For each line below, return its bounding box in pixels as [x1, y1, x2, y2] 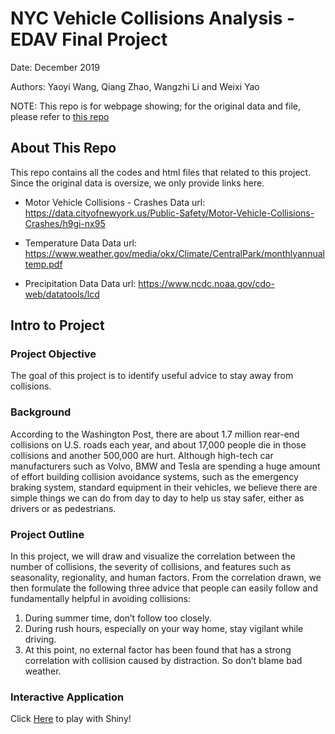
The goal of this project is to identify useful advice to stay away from [10, 370, 294, 382]
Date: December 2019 [10, 61, 100, 73]
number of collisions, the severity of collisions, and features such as [10, 561, 292, 573]
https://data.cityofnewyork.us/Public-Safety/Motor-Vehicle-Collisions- [24, 207, 315, 219]
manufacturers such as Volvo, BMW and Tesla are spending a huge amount [10, 460, 321, 472]
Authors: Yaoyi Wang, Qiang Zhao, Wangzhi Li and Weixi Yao [10, 80, 260, 92]
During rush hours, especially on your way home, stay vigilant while [24, 623, 304, 635]
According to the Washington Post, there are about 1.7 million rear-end [10, 428, 300, 440]
